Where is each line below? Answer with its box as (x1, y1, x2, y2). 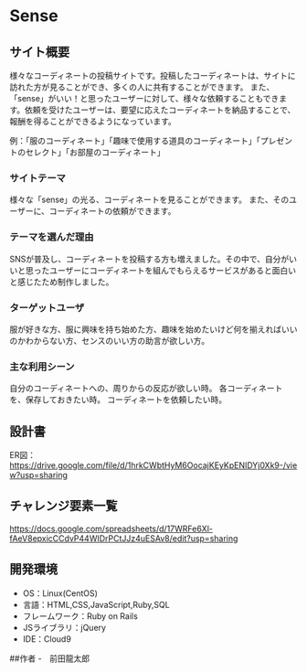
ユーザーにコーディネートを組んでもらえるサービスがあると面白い (48, 264, 297, 275)
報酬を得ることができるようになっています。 (9, 116, 176, 126)
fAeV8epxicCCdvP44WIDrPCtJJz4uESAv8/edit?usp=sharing (9, 532, 238, 544)
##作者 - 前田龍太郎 (9, 653, 90, 664)
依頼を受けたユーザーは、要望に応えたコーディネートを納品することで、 (24, 104, 296, 115)
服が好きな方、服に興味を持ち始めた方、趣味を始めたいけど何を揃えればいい (9, 324, 298, 335)
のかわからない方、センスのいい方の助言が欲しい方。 (9, 335, 210, 346)
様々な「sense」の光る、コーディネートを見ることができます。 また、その (9, 194, 290, 206)
